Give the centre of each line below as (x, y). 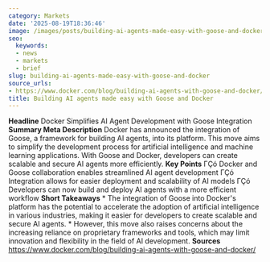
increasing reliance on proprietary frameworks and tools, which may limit (129, 233)
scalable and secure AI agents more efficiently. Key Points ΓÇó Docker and (133, 164)
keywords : (32, 46)
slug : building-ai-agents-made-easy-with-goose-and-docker (109, 76)
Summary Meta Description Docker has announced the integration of (124, 130)
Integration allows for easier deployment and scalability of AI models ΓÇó (129, 181)
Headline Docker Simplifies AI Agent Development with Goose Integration (131, 121)
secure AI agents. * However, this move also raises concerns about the (126, 224)
